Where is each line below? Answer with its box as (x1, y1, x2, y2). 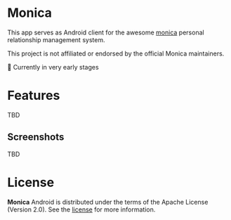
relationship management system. (7, 35, 105, 44)
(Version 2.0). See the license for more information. (7, 205, 156, 214)
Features (7, 88, 60, 103)
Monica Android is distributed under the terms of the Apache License (7, 198, 209, 206)
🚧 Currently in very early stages (7, 63, 100, 71)
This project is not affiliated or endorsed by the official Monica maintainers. (7, 49, 225, 58)
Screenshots (7, 131, 65, 143)
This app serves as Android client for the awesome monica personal (7, 28, 205, 37)
